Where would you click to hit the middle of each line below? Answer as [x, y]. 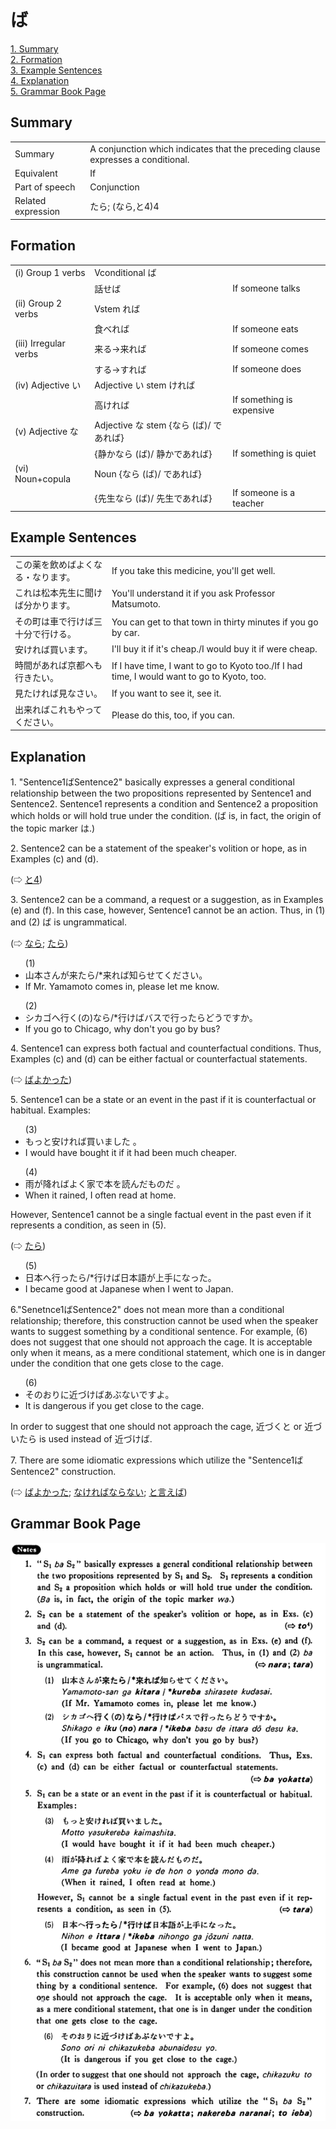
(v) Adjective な [46, 432]
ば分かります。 [45, 605]
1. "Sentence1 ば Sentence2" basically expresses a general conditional [152, 782]
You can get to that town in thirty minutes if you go [215, 622]
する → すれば [120, 369]
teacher [248, 503]
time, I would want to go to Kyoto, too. [189, 677]
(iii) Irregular [40, 343]
